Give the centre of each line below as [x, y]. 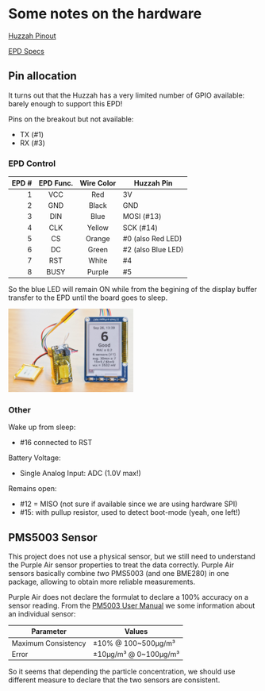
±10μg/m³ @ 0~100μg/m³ [136, 654]
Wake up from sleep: [42, 427]
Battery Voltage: [35, 458]
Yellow [98, 228]
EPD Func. [56, 182]
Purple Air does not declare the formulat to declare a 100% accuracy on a [128, 597]
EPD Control [32, 163]
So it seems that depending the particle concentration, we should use [122, 672]
